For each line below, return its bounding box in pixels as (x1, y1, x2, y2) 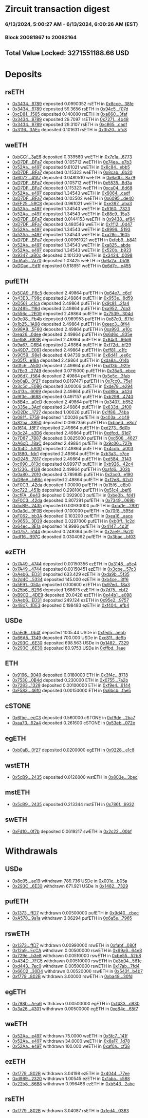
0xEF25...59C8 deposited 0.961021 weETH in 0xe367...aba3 (12, 201, 132, 207)
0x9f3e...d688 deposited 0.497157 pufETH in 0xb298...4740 (12, 394, 134, 400)
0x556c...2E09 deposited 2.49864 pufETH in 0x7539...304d (12, 311, 133, 317)
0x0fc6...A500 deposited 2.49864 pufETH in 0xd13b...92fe (12, 363, 130, 369)
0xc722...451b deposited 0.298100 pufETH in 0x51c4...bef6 (12, 487, 132, 493)
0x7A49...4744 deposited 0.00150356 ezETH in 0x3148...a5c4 (12, 560, 137, 567)
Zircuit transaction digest (5, 3, 110, 15)
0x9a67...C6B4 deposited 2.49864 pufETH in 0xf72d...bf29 (12, 342, 131, 348)
